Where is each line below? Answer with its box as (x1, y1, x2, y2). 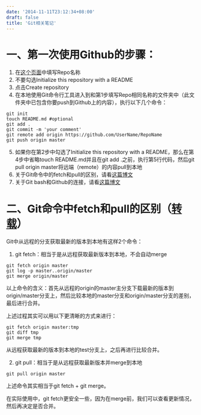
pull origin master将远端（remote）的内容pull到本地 (14, 164, 143, 171)
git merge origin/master (6, 273, 68, 280)
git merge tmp (6, 335, 42, 341)
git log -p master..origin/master (6, 268, 93, 274)
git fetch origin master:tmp (6, 324, 79, 331)
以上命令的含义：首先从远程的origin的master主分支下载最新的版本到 (6, 284, 174, 292)
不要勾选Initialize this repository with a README (14, 76, 133, 84)
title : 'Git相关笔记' (6, 20, 57, 26)
